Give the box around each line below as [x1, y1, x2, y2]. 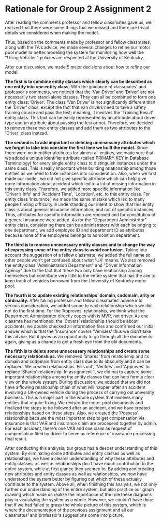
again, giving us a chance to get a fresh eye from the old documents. [5, 339, 143, 344]
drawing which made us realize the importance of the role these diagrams [5, 491, 152, 497]
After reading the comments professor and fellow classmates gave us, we [5, 19, 152, 25]
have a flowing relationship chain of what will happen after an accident [5, 384, 146, 390]
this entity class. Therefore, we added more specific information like [5, 186, 141, 192]
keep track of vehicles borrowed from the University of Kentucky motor [5, 278, 147, 283]
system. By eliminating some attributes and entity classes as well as [5, 450, 140, 456]
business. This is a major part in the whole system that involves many [5, 394, 143, 400]
